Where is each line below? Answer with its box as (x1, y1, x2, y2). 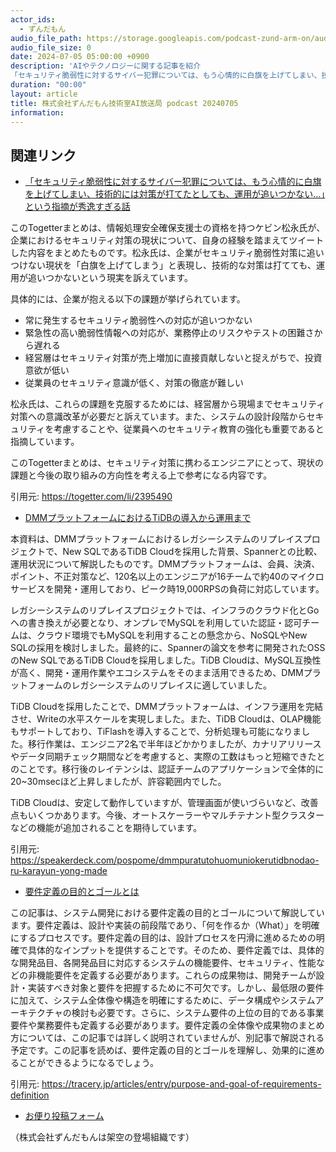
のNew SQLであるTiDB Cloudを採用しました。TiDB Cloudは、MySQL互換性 (10, 654, 322, 666)
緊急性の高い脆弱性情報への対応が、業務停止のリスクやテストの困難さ (24, 327, 315, 339)
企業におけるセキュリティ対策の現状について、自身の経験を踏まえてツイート (10, 234, 325, 246)
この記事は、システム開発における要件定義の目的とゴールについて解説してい (10, 907, 325, 919)
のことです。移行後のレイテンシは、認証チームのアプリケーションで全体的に (10, 763, 325, 775)
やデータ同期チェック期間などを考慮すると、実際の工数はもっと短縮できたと (10, 751, 326, 763)
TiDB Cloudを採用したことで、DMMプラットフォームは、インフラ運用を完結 (10, 701, 324, 713)
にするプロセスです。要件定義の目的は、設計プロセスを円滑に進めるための (10, 932, 317, 944)
